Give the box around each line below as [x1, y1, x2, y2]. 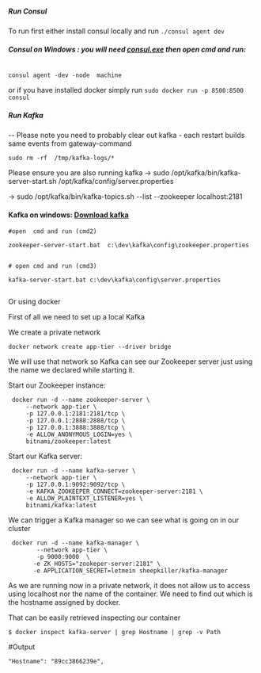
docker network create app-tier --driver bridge [8, 343, 172, 351]
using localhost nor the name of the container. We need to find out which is [8, 589, 253, 598]
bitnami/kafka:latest [25, 502, 97, 510]
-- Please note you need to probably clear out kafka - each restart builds [8, 130, 245, 140]
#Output [8, 642, 36, 652]
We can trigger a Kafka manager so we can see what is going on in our [8, 515, 240, 525]
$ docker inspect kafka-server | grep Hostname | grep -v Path [8, 629, 221, 637]
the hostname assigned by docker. [8, 598, 121, 607]
